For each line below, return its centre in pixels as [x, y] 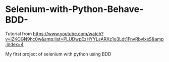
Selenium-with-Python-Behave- [74, 9]
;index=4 [14, 44]
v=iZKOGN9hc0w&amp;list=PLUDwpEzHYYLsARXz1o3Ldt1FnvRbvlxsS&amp [84, 39]
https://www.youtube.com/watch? [68, 33]
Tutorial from [18, 33]
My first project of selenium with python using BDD [58, 54]
